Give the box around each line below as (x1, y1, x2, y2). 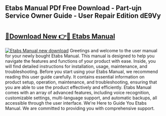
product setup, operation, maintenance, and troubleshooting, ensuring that (5, 79, 157, 85)
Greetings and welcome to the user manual (70, 48, 158, 53)
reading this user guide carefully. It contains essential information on (5, 74, 145, 79)
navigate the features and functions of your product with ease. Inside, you (5, 58, 156, 64)
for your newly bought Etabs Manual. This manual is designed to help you (5, 53, 155, 59)
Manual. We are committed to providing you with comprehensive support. (5, 106, 155, 111)
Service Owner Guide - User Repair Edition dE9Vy (5, 12, 161, 20)
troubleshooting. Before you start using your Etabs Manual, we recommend (5, 69, 158, 75)
